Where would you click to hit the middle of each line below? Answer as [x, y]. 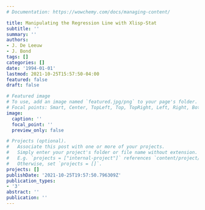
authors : [17, 40]
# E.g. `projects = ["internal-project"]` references [79, 158]
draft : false [23, 85]
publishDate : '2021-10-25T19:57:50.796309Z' [64, 175]
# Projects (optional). [37, 141]
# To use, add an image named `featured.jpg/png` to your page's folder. [102, 102]
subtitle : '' [23, 29]
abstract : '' [23, 192]
